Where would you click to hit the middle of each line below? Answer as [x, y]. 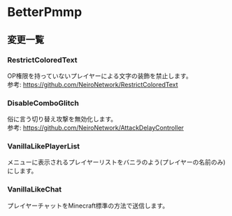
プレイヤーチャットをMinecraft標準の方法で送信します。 [88, 206]
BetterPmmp [45, 12]
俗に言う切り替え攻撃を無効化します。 [62, 119]
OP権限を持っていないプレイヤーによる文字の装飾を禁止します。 [100, 76]
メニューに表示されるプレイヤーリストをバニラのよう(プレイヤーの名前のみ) [116, 162]
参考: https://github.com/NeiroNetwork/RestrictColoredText [93, 84]
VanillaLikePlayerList [44, 146]
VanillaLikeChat [35, 190]
